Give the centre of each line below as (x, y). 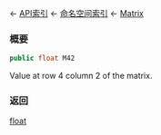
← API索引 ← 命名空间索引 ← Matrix (76, 13)
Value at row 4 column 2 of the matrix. (81, 76)
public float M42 (42, 58)
